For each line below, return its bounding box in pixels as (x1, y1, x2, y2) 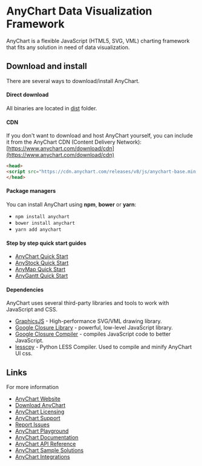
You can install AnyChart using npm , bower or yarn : (6, 201, 137, 208)
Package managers (6, 187, 56, 195)
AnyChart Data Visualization (6, 4, 152, 18)
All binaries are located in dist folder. (6, 104, 97, 112)
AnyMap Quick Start (15, 265, 66, 273)
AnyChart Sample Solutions (15, 447, 84, 454)
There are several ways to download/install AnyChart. (6, 77, 140, 84)
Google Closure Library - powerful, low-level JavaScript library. (15, 324, 174, 331)
